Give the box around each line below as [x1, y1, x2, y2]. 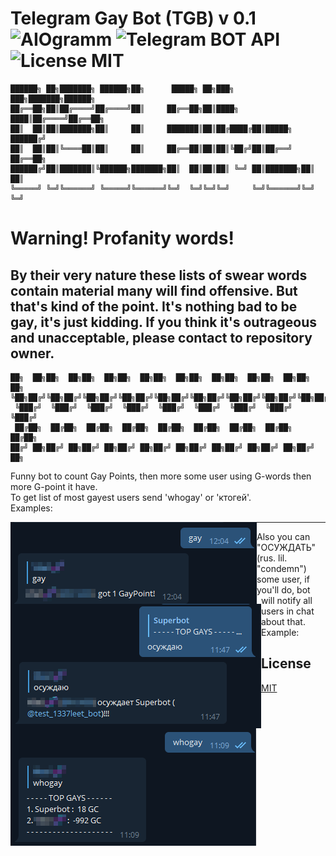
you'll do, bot [256, 583, 311, 596]
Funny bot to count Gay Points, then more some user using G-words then [10, 470, 312, 482]
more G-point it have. [10, 480, 98, 492]
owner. [10, 345, 55, 362]
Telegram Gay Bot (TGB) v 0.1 [10, 7, 257, 30]
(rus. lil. [256, 552, 288, 564]
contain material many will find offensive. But [10, 282, 298, 299]
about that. [261, 615, 306, 627]
